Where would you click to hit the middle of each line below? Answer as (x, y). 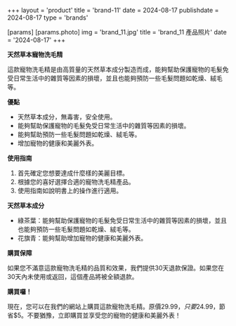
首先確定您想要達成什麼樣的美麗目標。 (73, 173)
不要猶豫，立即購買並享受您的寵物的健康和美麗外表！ (104, 315)
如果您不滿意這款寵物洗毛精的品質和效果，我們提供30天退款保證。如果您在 (116, 268)
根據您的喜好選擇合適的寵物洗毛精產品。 (76, 182)
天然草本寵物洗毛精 (35, 54)
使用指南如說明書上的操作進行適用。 (70, 190)
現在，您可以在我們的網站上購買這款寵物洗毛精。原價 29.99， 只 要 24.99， (113, 306)
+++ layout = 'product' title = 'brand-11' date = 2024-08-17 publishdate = (113, 10)
